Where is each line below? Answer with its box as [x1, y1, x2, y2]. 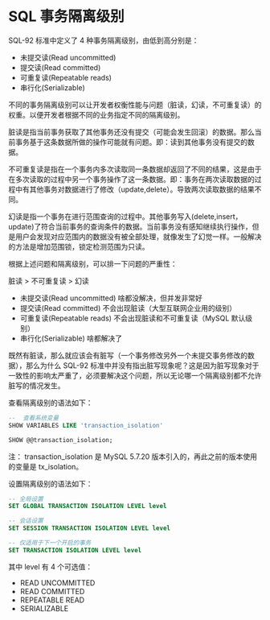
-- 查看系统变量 [8, 414, 59, 422]
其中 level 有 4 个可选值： [8, 561, 93, 572]
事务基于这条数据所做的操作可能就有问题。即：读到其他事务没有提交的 [14, 137, 247, 147]
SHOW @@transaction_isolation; [8, 436, 113, 444]
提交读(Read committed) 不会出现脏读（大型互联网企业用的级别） [19, 303, 237, 312]
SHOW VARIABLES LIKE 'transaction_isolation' [8, 421, 163, 429]
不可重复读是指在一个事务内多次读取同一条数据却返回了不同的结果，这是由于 [8, 164, 262, 174]
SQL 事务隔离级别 [8, 7, 125, 26]
